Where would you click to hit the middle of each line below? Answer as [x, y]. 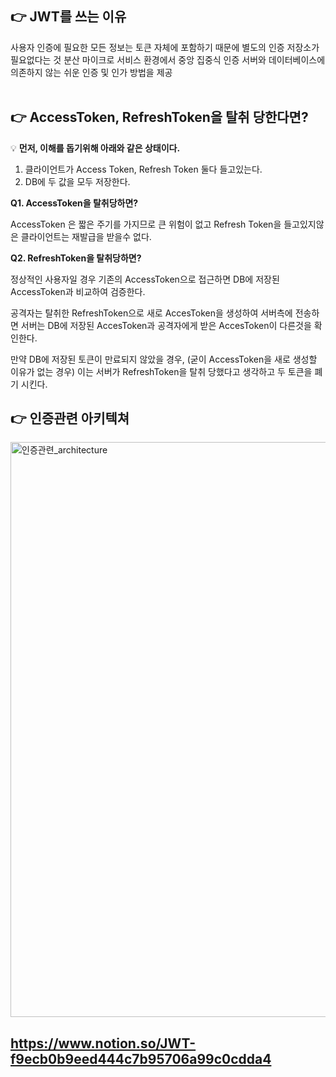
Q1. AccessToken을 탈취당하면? [74, 203]
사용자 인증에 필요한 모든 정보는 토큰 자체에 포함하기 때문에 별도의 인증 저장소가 [165, 47]
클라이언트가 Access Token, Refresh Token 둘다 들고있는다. [143, 169]
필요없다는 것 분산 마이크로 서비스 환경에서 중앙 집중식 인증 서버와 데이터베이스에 [168, 59]
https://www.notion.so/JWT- [103, 1043]
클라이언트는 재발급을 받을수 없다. [86, 236]
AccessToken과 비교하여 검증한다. [78, 291]
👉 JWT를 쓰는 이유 [68, 17]
